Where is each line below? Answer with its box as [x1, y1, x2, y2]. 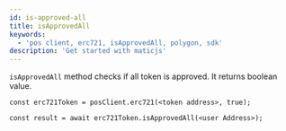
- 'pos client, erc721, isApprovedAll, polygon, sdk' [17, 38, 223, 48]
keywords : [9, 30, 47, 39]
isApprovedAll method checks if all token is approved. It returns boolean [9, 71, 278, 82]
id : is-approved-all [9, 13, 87, 22]
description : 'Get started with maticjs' [9, 47, 167, 56]
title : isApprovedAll [9, 22, 91, 31]
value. [9, 81, 32, 92]
